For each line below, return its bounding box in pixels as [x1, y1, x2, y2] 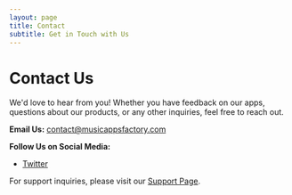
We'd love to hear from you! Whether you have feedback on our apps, [9, 97, 265, 108]
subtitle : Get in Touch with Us [9, 29, 129, 38]
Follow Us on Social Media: [9, 142, 111, 152]
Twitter [21, 158, 49, 169]
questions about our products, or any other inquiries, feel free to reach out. [9, 107, 285, 118]
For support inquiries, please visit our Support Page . [9, 175, 201, 187]
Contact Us [9, 68, 94, 88]
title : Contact [9, 21, 66, 30]
